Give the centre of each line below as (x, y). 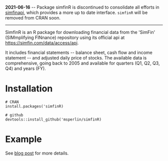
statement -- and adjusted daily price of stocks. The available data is (76, 58)
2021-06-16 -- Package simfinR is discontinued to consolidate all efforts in (82, 7)
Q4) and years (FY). (25, 68)
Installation (29, 89)
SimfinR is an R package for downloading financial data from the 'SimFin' (80, 32)
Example (23, 139)
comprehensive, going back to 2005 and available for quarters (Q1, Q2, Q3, (82, 63)
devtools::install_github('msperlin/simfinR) (53, 119)
